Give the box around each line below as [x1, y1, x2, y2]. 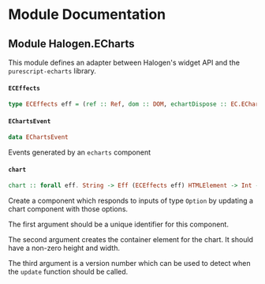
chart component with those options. [8, 204, 129, 214]
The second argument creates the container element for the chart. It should [8, 235, 254, 245]
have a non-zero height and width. [8, 243, 121, 253]
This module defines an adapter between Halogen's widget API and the [8, 58, 241, 67]
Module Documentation [8, 6, 166, 24]
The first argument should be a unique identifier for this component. [8, 219, 229, 230]
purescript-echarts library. [8, 66, 97, 76]
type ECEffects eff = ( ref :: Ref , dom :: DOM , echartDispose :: [8, 100, 227, 108]
